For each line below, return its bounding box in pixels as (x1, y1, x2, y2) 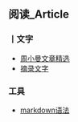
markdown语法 (19, 105, 70, 115)
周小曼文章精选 (19, 53, 70, 63)
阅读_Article (8, 7, 70, 22)
